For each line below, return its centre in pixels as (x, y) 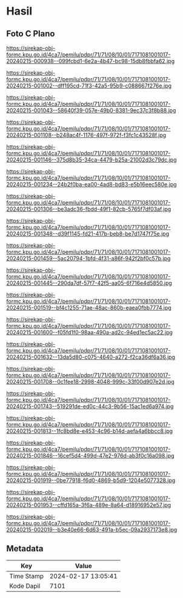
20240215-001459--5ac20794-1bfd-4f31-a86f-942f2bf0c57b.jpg (88, 258)
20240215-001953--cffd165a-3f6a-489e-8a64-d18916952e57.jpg (89, 505)
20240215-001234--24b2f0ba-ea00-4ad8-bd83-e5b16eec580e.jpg (91, 184)
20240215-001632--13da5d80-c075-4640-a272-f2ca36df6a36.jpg (91, 357)
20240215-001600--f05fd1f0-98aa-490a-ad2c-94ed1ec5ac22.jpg (89, 332)
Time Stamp (27, 576)
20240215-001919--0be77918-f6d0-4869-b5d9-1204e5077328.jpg (91, 480)
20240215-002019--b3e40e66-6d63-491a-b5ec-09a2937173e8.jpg (92, 530)
